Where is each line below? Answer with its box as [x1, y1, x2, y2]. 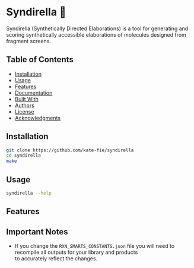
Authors [14, 102, 34, 109]
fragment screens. [6, 37, 52, 44]
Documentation [14, 89, 53, 96]
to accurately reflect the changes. [14, 255, 98, 262]
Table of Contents [6, 54, 74, 64]
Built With [14, 95, 39, 102]
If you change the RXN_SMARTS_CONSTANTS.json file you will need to [14, 243, 175, 250]
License [14, 108, 34, 115]
